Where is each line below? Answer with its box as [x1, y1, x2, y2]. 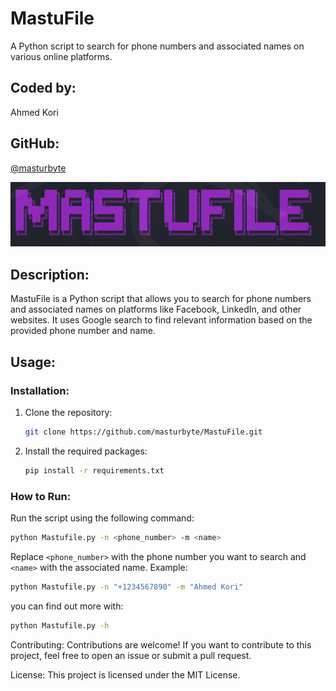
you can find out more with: [10, 600, 124, 612]
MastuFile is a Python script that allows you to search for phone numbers [10, 293, 312, 305]
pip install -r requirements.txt [24, 465, 165, 476]
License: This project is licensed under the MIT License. [10, 668, 241, 681]
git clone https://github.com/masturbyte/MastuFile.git [24, 427, 263, 437]
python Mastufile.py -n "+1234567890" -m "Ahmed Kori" [10, 582, 244, 592]
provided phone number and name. [10, 325, 156, 337]
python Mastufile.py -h [10, 620, 110, 631]
